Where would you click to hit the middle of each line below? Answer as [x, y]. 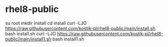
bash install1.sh [68, 39]
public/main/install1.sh [28, 39]
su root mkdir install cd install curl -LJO [46, 23]
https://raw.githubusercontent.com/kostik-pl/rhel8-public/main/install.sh [80, 28]
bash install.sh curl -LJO [31, 33]
